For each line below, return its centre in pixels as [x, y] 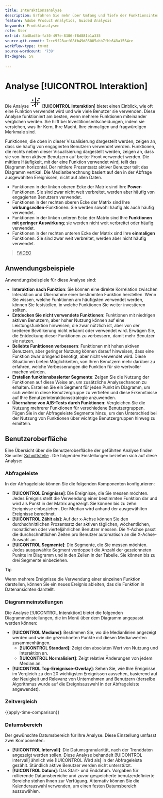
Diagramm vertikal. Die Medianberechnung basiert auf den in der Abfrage [79, 172]
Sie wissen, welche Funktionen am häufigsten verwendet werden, [78, 300]
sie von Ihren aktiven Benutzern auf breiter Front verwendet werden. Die [77, 157]
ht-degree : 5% [19, 56]
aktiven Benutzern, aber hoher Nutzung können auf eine [68, 320]
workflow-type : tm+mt [27, 46]
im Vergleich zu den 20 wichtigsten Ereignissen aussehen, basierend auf [85, 673]
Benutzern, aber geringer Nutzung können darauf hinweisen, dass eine [83, 351]
